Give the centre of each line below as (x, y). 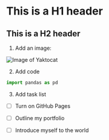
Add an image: (33, 48)
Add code (27, 72)
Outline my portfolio (40, 118)
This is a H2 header (43, 34)
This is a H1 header (54, 11)
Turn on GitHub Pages (43, 106)
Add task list (31, 94)
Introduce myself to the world (52, 130)
